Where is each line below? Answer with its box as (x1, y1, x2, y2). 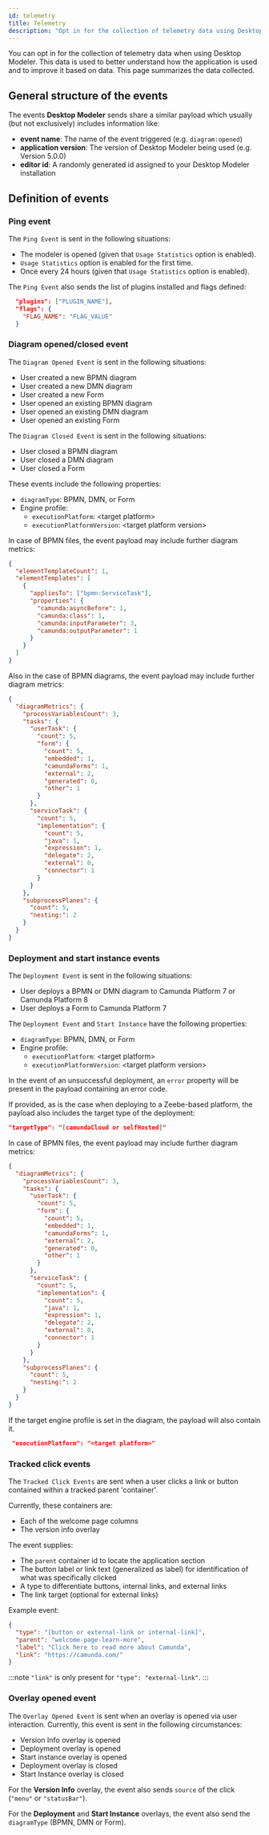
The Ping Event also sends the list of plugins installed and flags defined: (8, 282, 247, 291)
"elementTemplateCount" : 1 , (15, 567, 110, 575)
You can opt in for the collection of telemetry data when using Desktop (8, 49, 242, 59)
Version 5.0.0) (19, 152, 66, 161)
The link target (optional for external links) (19, 1590, 159, 1600)
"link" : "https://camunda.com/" (15, 1651, 124, 1659)
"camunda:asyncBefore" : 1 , (37, 604, 127, 612)
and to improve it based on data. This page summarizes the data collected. (8, 66, 255, 75)
